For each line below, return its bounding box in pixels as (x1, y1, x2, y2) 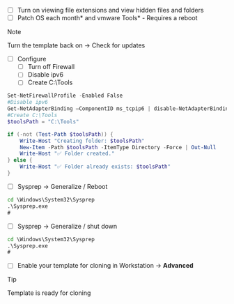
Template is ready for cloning (7, 289, 91, 297)
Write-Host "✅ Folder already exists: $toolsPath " (19, 163, 171, 170)
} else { (7, 157, 33, 164)
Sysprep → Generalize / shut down (17, 222, 118, 230)
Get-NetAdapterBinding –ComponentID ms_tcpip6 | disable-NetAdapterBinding (7, 105, 232, 112)
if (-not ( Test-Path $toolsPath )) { (7, 130, 114, 138)
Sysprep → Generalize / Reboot (17, 182, 108, 190)
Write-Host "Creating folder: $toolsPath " (19, 137, 145, 144)
